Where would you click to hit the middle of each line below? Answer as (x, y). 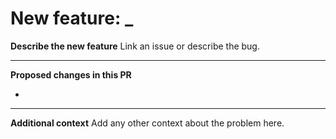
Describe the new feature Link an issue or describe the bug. (135, 46)
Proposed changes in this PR (71, 74)
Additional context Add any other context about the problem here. (147, 123)
